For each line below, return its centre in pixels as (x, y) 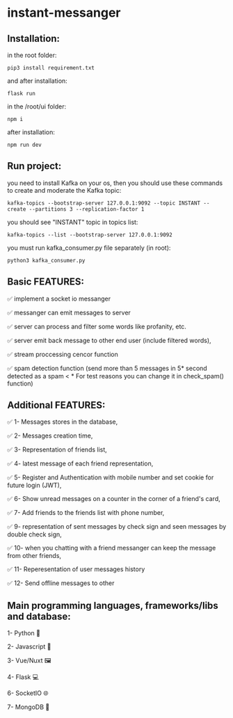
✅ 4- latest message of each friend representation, (80, 463)
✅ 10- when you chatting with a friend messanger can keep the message (112, 548)
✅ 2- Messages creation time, (50, 436)
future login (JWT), (34, 486)
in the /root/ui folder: (37, 106)
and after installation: (37, 81)
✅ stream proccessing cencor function (63, 354)
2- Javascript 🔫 (29, 647)
